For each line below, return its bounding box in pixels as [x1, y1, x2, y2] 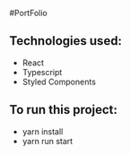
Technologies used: [9, 33, 123, 48]
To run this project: [9, 102, 118, 117]
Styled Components [22, 76, 97, 87]
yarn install [22, 125, 64, 137]
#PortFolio [9, 8, 48, 18]
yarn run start [22, 135, 74, 146]
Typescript [22, 66, 63, 77]
